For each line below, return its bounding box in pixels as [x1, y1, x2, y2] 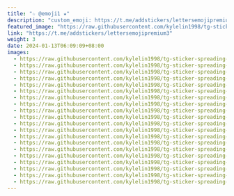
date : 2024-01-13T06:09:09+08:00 [7, 42, 104, 49]
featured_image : [7, 23, 54, 30]
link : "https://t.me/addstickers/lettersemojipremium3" [7, 29, 173, 37]
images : [7, 49, 30, 56]
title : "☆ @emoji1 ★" [7, 10, 70, 17]
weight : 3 [7, 36, 36, 43]
